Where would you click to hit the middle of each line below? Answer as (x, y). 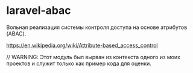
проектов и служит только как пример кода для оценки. (79, 63)
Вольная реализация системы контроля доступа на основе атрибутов (97, 27)
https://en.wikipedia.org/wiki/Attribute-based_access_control (82, 45)
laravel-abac (39, 11)
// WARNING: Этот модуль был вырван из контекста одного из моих (93, 57)
